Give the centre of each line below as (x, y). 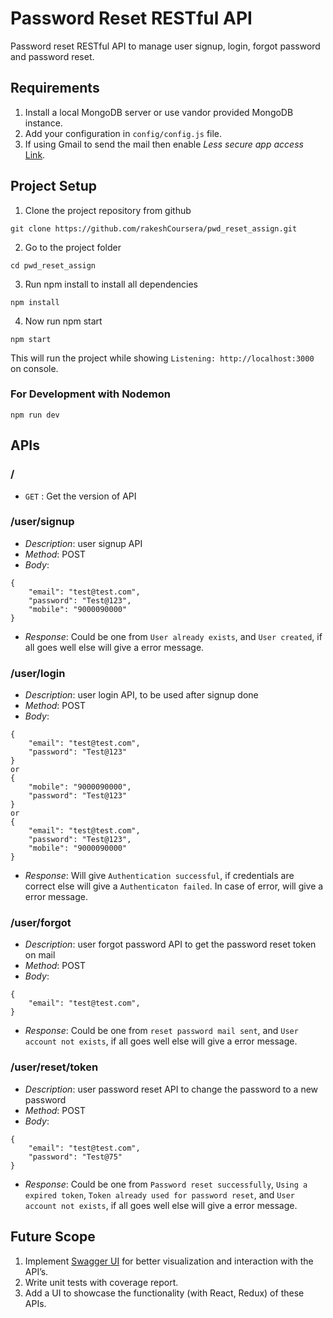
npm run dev (35, 415)
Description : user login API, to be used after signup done (141, 695)
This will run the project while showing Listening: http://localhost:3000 (162, 358)
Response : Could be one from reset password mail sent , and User (161, 1031)
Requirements (55, 88)
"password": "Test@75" (75, 1157)
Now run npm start (63, 321)
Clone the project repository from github (108, 210)
